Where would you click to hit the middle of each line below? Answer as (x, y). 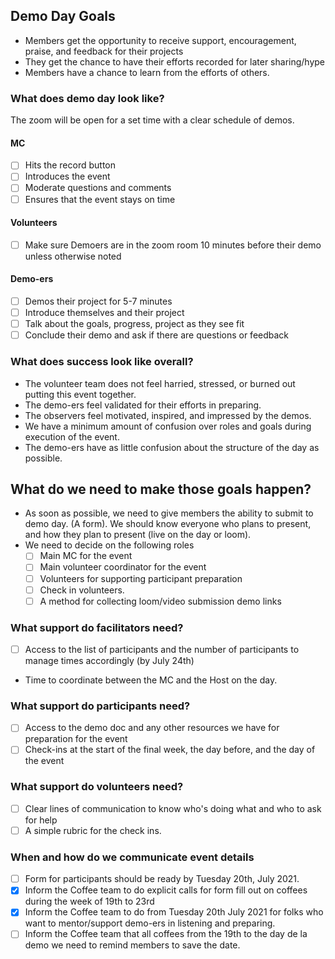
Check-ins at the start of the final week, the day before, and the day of (170, 750)
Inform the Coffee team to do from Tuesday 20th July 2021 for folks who (174, 912)
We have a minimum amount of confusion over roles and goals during (168, 426)
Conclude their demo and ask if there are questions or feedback (157, 335)
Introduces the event (67, 176)
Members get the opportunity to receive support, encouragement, (160, 40)
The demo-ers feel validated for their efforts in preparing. (143, 405)
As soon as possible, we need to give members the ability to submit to (169, 513)
